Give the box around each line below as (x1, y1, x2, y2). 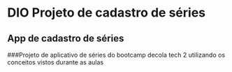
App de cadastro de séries (7, 33, 124, 44)
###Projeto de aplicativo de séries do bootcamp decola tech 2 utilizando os (7, 51, 226, 59)
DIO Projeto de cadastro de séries (7, 5, 206, 21)
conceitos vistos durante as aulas (7, 58, 103, 66)
